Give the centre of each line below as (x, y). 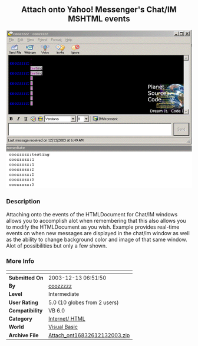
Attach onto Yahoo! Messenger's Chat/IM (99, 10)
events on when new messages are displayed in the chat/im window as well (98, 233)
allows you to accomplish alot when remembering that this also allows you (96, 220)
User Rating (23, 302)
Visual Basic (63, 327)
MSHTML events (99, 19)
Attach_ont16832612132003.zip (89, 335)
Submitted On (26, 278)
